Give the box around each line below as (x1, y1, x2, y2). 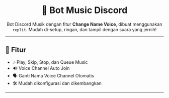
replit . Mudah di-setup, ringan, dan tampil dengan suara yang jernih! (12, 26, 157, 32)
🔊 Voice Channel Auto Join (12, 65, 70, 71)
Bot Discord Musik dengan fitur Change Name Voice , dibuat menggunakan (7, 21, 162, 27)
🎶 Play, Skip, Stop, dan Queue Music (12, 59, 88, 65)
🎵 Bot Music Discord (41, 5, 128, 16)
